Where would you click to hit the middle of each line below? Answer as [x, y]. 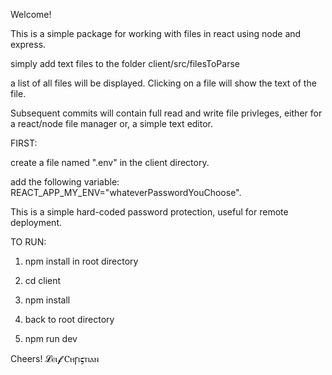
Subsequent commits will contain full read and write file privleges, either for [166, 113]
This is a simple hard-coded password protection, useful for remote [149, 212]
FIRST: [24, 143]
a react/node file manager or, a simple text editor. [112, 123]
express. [28, 44]
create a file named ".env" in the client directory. [110, 162]
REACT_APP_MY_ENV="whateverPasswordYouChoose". [126, 192]
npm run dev [51, 338]
